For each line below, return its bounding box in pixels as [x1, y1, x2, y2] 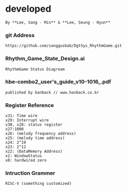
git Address [5, 32, 35, 39]
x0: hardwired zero [5, 158, 47, 163]
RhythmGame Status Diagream [5, 67, 65, 72]
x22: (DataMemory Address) [5, 149, 63, 154]
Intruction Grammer [5, 170, 56, 177]
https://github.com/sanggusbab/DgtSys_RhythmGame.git [5, 43, 122, 48]
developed [5, 3, 52, 15]
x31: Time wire [5, 113, 38, 119]
